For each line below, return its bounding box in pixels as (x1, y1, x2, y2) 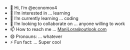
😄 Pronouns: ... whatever (9, 33, 62, 39)
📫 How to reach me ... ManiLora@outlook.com (9, 26, 107, 32)
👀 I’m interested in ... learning (9, 10, 70, 16)
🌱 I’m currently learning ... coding (9, 15, 79, 21)
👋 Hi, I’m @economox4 (9, 5, 57, 10)
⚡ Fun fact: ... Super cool (9, 39, 61, 45)
